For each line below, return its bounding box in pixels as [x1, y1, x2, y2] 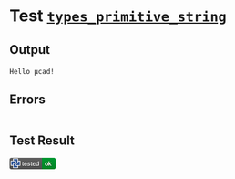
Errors [9, 92, 46, 108]
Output [9, 42, 50, 58]
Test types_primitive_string [9, 5, 227, 26]
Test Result [9, 133, 75, 149]
